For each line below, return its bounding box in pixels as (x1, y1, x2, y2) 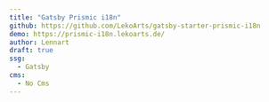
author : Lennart (9, 37, 69, 47)
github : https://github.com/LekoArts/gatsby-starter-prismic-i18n (9, 21, 261, 30)
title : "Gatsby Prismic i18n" (9, 12, 122, 22)
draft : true (9, 46, 53, 55)
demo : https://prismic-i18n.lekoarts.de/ (9, 29, 166, 38)
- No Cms (17, 79, 50, 88)
